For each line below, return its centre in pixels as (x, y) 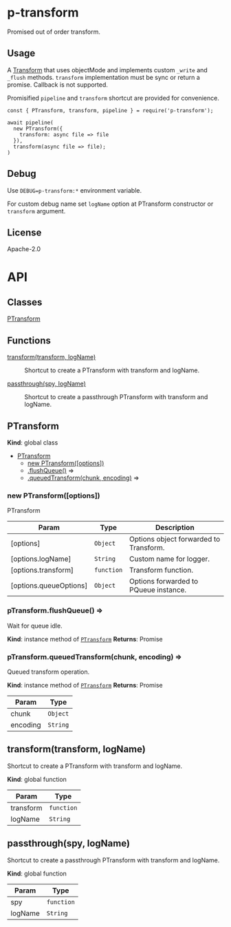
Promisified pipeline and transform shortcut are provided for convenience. (113, 98)
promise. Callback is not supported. (58, 85)
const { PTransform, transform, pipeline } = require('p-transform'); (110, 110)
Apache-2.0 (24, 249)
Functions (29, 340)
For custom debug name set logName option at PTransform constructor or (110, 204)
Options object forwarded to (175, 540)
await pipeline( (30, 122)
